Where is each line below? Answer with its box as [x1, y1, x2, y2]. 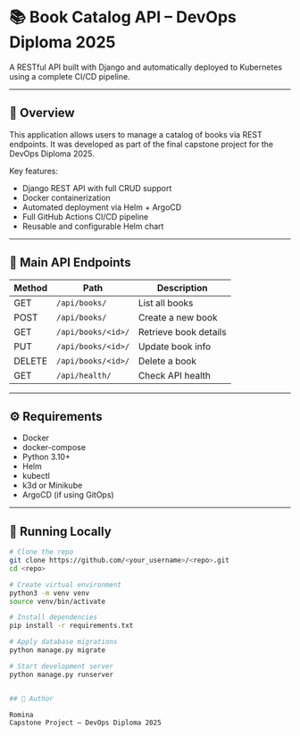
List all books [137, 297, 194, 309]
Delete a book [137, 355, 196, 367]
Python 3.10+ [21, 452, 71, 463]
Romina [9, 710, 34, 719]
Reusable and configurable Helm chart [21, 221, 164, 231]
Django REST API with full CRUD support [21, 182, 172, 193]
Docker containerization [21, 192, 112, 203]
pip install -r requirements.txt [9, 622, 134, 631]
